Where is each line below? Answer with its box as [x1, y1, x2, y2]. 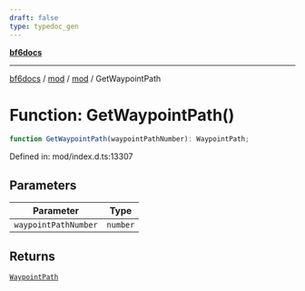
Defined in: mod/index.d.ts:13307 [9, 151, 133, 162]
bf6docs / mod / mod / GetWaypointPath [9, 73, 162, 84]
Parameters [9, 177, 77, 193]
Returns [9, 248, 56, 264]
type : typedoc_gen [9, 22, 79, 31]
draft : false [9, 13, 59, 23]
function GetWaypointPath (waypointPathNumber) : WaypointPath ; [9, 135, 250, 144]
